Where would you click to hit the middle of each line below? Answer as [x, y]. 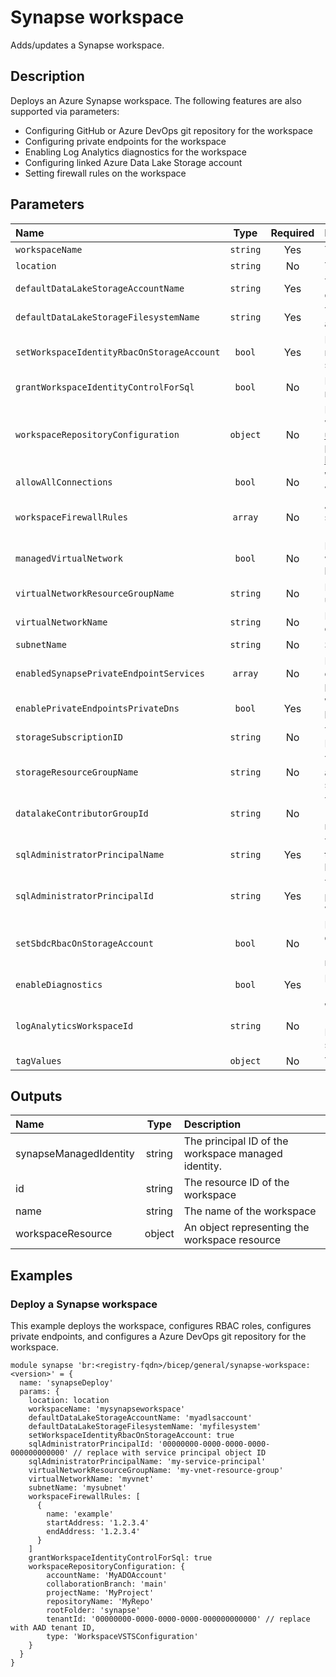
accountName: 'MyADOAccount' [107, 1576]
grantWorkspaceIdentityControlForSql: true [120, 1558]
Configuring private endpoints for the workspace [125, 141]
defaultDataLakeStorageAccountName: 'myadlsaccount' [140, 1418]
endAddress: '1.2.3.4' [93, 1532]
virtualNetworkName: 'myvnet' [91, 1479]
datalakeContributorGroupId [82, 813]
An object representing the [246, 1228]
